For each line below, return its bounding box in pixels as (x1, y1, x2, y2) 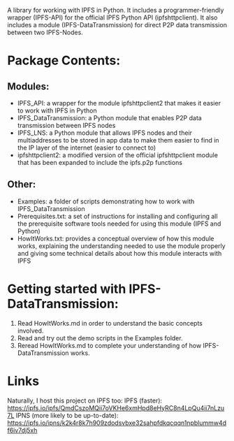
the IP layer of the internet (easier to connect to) (17, 143, 156, 152)
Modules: (7, 80, 50, 92)
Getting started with (7, 281, 126, 296)
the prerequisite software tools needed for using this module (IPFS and (17, 219, 221, 228)
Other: (7, 178, 36, 191)
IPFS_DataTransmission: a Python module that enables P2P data (17, 114, 203, 122)
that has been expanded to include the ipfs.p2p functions (17, 159, 183, 166)
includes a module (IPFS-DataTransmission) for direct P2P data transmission (7, 21, 227, 29)
